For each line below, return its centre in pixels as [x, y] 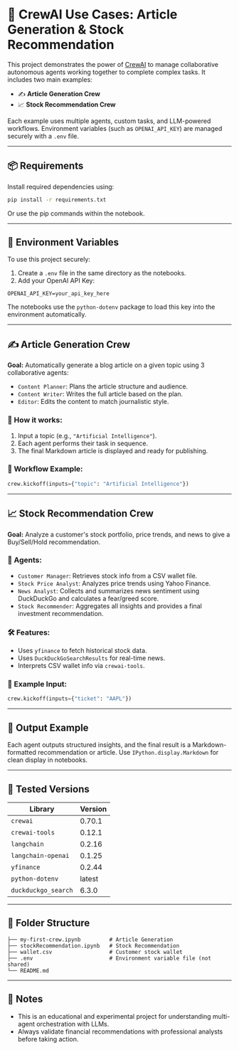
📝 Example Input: [37, 684]
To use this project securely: [49, 260]
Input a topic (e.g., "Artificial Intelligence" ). [87, 435]
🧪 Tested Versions [49, 789]
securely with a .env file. [43, 136]
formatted [22, 753]
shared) [19, 964]
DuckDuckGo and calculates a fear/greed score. [88, 598]
